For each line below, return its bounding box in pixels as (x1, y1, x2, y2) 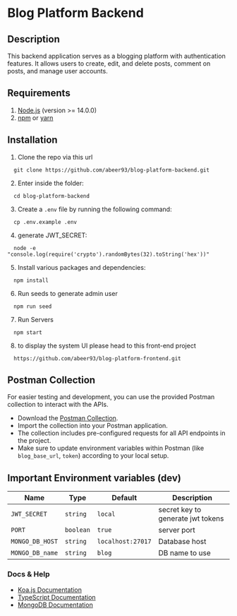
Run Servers (17, 315, 54, 324)
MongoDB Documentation (17, 600, 93, 609)
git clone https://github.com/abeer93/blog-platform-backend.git (13, 166, 210, 174)
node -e (13, 244, 37, 251)
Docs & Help (7, 569, 51, 579)
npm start (13, 328, 42, 336)
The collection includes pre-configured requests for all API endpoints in (17, 429, 226, 437)
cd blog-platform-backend (13, 192, 90, 199)
